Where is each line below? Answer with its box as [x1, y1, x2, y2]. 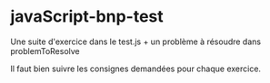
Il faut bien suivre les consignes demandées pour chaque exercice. [10, 63, 262, 74]
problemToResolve [10, 45, 80, 56]
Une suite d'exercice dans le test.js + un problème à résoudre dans [10, 36, 262, 47]
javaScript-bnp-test [10, 6, 165, 27]
